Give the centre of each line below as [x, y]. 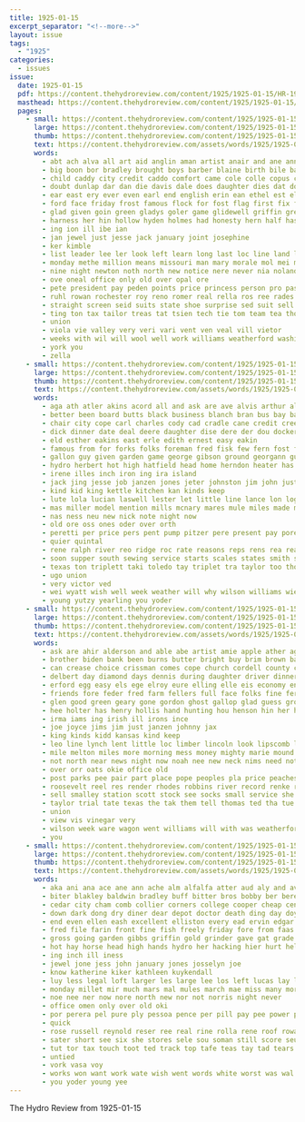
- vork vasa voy [73, 1065]
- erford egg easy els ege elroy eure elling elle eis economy [164, 685]
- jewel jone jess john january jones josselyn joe [142, 964]
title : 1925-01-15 [44, 18]
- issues [34, 69]
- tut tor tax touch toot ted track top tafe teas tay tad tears [168, 1048]
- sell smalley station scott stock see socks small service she [168, 795]
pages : [30, 111]
